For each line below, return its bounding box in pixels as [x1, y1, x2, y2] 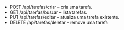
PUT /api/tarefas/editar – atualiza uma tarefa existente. [9, 15, 120, 20]
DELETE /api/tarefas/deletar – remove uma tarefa [9, 19, 108, 25]
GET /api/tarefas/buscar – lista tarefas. [9, 9, 88, 15]
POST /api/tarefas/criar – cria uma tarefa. [9, 4, 92, 10]
